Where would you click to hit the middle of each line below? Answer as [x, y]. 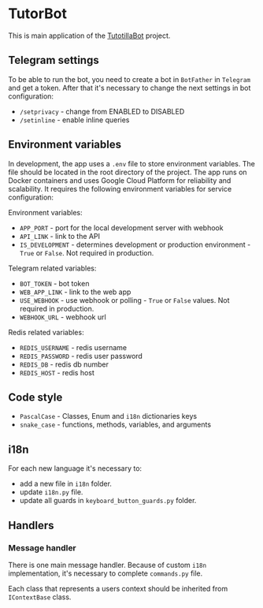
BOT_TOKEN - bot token [54, 283]
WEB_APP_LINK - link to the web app [75, 292]
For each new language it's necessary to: [75, 468]
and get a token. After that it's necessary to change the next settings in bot [130, 88]
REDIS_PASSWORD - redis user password [81, 356]
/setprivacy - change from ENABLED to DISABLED [102, 111]
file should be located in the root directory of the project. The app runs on [128, 172]
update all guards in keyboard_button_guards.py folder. [108, 501]
